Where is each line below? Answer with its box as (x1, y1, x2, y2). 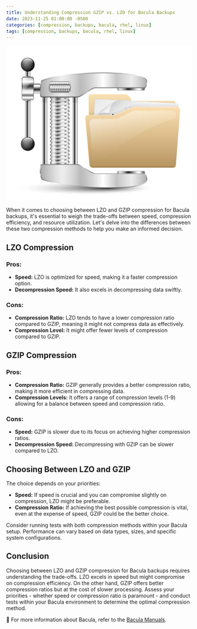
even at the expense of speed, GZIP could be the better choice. (14, 510, 169, 517)
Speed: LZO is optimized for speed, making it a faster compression (14, 273, 178, 281)
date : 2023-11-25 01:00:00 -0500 (6, 15, 88, 22)
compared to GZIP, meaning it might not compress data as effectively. (14, 321, 185, 328)
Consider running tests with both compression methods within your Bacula (6, 522, 188, 529)
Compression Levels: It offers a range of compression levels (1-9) (14, 393, 176, 401)
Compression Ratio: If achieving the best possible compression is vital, (14, 504, 189, 511)
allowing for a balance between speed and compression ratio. (14, 400, 165, 407)
